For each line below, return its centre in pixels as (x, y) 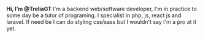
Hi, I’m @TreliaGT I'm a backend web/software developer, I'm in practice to (102, 9)
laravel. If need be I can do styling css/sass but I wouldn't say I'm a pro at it (101, 22)
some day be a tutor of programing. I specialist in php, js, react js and (94, 15)
